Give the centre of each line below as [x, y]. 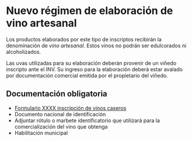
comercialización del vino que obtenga [61, 126]
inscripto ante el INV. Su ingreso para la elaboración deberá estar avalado [94, 69]
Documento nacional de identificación [60, 114]
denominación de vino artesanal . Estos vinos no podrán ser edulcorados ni [96, 46]
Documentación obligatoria [57, 94]
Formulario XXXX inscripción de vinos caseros [70, 108]
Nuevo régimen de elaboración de [90, 11]
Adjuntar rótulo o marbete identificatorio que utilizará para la [87, 120]
